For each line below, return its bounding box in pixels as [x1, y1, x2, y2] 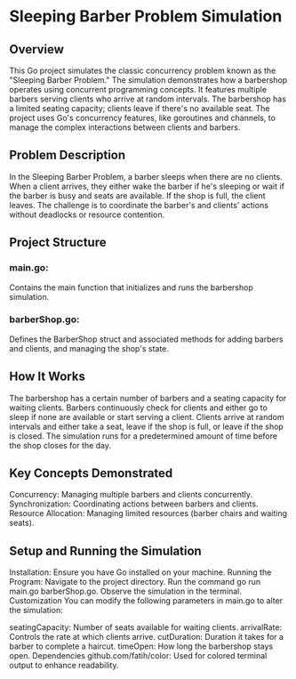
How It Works [9, 369, 86, 384]
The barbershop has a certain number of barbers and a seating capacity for [9, 392, 287, 403]
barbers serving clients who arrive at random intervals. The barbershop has [9, 93, 287, 104]
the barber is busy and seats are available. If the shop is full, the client [9, 190, 266, 201]
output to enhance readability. [9, 660, 119, 671]
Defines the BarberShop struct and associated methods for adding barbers [9, 334, 284, 344]
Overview [9, 42, 65, 57]
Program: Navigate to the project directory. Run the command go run [9, 577, 261, 587]
